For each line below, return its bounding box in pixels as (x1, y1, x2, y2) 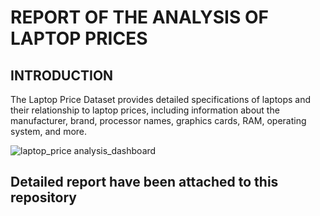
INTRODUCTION (10, 67, 114, 84)
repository (10, 189, 78, 206)
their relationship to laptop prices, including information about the (10, 104, 280, 116)
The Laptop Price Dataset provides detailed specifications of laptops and (10, 94, 312, 105)
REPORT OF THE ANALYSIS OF (10, 6, 269, 29)
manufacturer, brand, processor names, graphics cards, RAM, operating (10, 115, 307, 126)
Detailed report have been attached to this (10, 174, 279, 191)
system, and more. (10, 126, 88, 137)
